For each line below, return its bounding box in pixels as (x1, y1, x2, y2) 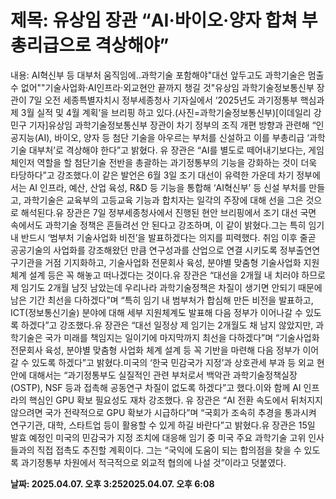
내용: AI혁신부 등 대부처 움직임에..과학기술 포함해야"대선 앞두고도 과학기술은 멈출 (10, 69, 325, 81)
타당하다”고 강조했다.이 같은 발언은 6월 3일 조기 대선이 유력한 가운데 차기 (10, 169, 295, 181)
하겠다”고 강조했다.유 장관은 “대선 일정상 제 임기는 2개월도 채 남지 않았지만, (20, 319, 314, 331)
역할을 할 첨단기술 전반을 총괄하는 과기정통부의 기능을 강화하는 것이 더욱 (36, 156, 318, 168)
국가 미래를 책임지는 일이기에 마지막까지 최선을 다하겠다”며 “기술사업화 (44, 331, 320, 343)
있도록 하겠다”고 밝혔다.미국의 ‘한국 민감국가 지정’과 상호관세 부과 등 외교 (31, 356, 315, 368)
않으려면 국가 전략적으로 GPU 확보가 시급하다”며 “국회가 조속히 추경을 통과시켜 (10, 406, 317, 418)
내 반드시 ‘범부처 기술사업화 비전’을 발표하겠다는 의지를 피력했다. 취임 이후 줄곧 (10, 231, 317, 243)
